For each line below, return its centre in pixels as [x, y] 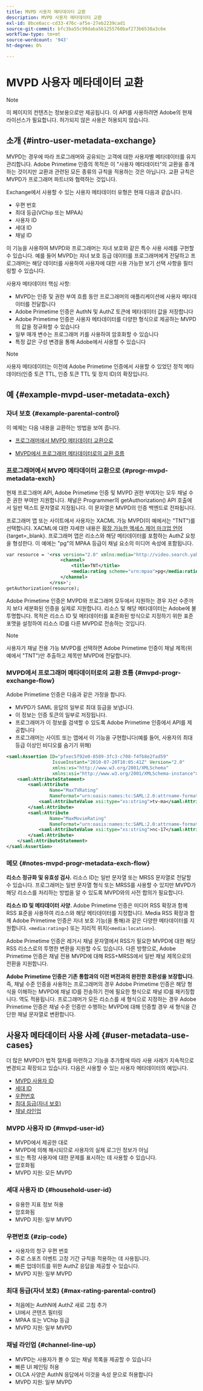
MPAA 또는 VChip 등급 [42, 1320]
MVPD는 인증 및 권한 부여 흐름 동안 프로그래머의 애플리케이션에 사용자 [98, 296]
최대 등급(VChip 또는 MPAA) [49, 212]
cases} [20, 1045]
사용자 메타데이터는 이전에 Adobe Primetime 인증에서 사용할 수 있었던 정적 [95, 366]
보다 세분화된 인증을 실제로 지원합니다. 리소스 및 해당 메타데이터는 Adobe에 [101, 608]
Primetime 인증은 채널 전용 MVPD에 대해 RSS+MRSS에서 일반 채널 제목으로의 [99, 956]
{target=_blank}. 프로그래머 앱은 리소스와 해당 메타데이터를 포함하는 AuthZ [95, 535]
